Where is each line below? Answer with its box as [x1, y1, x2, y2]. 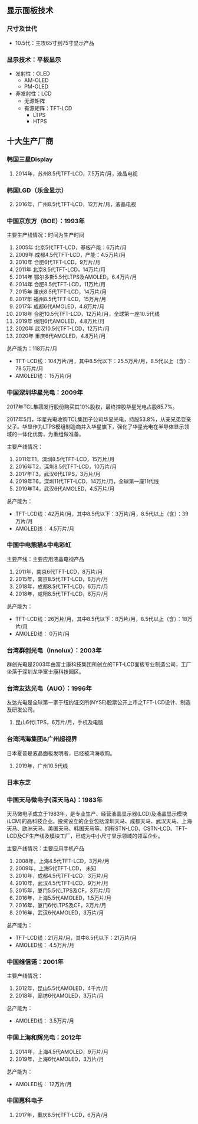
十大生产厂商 [6, 136, 54, 146]
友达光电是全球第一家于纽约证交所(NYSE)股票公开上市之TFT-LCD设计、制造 [6, 699, 191, 706]
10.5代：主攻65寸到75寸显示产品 [15, 39, 95, 46]
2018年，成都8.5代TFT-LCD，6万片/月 [15, 583, 108, 590]
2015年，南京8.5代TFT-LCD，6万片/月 [15, 575, 108, 583]
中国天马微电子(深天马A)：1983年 [6, 796, 103, 804]
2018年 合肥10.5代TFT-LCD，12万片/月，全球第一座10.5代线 [15, 311, 160, 318]
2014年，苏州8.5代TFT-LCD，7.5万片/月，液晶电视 [15, 170, 138, 177]
